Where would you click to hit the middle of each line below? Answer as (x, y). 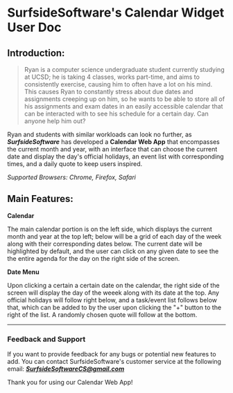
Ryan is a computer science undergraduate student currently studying (124, 70)
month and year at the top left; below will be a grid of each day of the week (114, 236)
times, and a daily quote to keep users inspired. (75, 164)
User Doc (34, 27)
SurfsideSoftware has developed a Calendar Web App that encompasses (113, 142)
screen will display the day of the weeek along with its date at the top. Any (113, 293)
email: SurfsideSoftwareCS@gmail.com (66, 369)
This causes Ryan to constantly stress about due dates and (109, 92)
